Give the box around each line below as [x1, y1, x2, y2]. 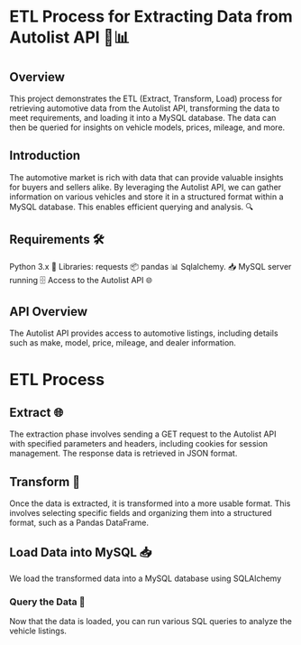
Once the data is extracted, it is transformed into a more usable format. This [9, 498, 291, 509]
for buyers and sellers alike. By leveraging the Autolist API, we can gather [9, 181, 282, 192]
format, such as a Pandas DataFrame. [9, 517, 149, 529]
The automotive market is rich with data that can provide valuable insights [9, 171, 284, 182]
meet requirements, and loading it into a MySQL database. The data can [9, 113, 277, 123]
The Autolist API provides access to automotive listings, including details [9, 327, 278, 339]
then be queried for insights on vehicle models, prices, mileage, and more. [9, 122, 286, 133]
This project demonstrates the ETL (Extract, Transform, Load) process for [9, 93, 282, 104]
